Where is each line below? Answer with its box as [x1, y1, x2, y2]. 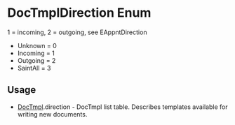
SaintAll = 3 [17, 64, 51, 72]
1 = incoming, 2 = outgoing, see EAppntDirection [7, 28, 147, 36]
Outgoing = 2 [17, 56, 56, 64]
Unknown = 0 [17, 41, 58, 50]
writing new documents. [17, 110, 88, 118]
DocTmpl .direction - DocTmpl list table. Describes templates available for [17, 103, 228, 111]
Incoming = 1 [17, 49, 55, 57]
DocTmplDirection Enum [7, 5, 152, 21]
